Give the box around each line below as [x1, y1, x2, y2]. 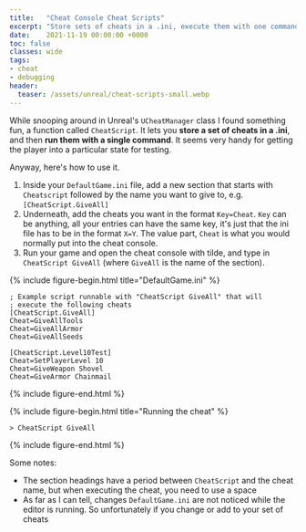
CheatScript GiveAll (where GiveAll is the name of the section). [22, 256, 265, 267]
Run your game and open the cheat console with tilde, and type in [22, 247, 270, 258]
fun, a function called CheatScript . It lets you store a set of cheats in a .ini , [9, 124, 291, 135]
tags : [9, 56, 30, 65]
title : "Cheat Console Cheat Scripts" [9, 13, 166, 23]
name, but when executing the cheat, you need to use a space [22, 485, 257, 495]
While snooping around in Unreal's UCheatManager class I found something [9, 115, 287, 126]
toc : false [9, 38, 51, 48]
